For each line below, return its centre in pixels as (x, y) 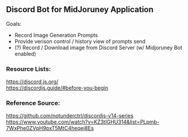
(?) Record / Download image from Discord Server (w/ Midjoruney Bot (98, 47)
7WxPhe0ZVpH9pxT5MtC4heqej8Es (50, 128)
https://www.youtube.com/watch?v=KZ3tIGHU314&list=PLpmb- (83, 122)
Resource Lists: (29, 68)
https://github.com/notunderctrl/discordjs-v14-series (70, 116)
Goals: (14, 23)
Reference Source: (33, 103)
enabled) (25, 54)
